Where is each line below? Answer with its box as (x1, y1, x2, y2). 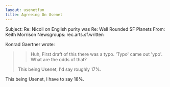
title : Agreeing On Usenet (5, 12, 63, 17)
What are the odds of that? (30, 56, 87, 62)
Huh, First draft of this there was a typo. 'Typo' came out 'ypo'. (30, 51, 163, 57)
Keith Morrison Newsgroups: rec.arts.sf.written (5, 31, 104, 37)
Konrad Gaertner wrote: (5, 41, 55, 47)
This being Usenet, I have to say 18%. (5, 76, 84, 82)
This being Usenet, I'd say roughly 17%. (17, 66, 102, 72)
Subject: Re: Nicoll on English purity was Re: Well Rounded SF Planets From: (5, 26, 165, 32)
